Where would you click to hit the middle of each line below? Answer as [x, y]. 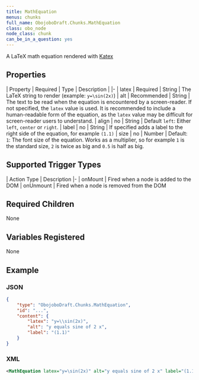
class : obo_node [26, 28]
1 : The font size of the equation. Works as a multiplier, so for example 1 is [95, 140]
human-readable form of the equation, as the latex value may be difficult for [99, 114]
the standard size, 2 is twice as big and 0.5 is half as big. [75, 146]
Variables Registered [45, 237]
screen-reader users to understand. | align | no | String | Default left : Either [99, 121]
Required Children [40, 204]
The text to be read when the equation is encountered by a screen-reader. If [99, 102]
